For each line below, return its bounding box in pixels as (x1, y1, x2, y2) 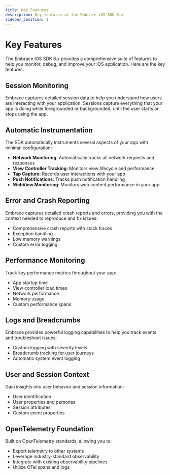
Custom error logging (12, 241, 58, 247)
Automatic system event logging (12, 355, 80, 361)
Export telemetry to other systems (12, 448, 84, 454)
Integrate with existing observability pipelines (12, 459, 108, 465)
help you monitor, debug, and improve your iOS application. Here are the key (5, 61, 165, 67)
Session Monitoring (5, 81, 69, 90)
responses (12, 160, 35, 166)
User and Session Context (5, 370, 90, 379)
